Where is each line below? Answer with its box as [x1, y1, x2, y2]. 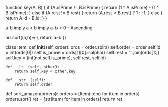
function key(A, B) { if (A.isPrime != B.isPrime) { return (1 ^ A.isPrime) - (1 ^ [5, 5, 159, 10]
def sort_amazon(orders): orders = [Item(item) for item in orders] [5, 91, 140, 97]
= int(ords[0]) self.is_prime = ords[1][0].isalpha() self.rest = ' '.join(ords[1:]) [5, 50, 160, 55]
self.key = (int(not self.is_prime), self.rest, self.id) [5, 55, 106, 61]
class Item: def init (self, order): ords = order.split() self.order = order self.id [5, 44, 161, 50]
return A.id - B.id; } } [5, 15, 47, 21]
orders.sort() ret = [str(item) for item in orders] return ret [5, 96, 123, 102]
